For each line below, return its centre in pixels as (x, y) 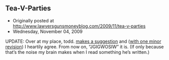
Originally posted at (33, 20)
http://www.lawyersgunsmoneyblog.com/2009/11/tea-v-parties (79, 26)
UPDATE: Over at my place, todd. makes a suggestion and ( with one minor (83, 41)
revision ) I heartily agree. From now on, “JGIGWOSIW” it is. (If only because (85, 47)
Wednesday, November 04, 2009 (47, 31)
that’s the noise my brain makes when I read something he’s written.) (77, 52)
